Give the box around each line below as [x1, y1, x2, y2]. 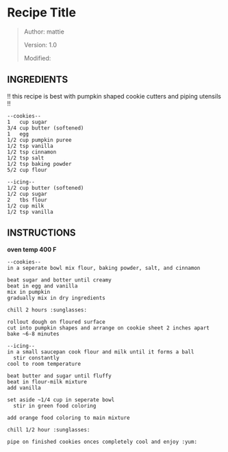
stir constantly [13, 354, 60, 361]
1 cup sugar [7, 118, 48, 125]
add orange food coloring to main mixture [7, 414, 130, 421]
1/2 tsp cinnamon [7, 149, 57, 155]
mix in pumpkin [7, 288, 51, 295]
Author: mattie [23, 27, 65, 36]
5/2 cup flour [7, 166, 48, 173]
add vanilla [7, 384, 41, 391]
